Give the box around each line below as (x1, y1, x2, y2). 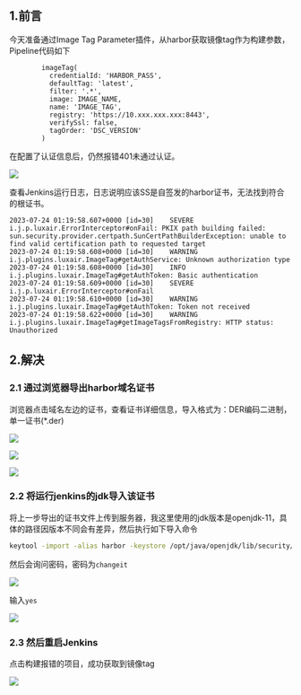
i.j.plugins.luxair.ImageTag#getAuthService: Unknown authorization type (9, 255, 291, 264)
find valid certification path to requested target (9, 239, 206, 249)
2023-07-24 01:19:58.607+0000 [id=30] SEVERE (9, 216, 194, 224)
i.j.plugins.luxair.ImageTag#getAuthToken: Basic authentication (9, 270, 258, 280)
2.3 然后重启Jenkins (9, 636, 99, 648)
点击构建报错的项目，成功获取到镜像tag (9, 658, 155, 669)
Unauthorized (9, 326, 58, 335)
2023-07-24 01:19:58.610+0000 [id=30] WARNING (9, 295, 199, 304)
